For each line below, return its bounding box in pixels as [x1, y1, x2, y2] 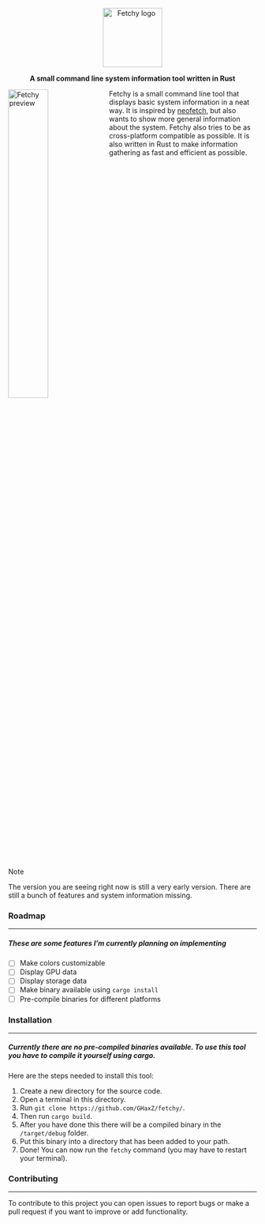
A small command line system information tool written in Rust [29, 74, 236, 83]
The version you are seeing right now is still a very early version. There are [8, 882, 251, 891]
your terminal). [19, 1153, 68, 1162]
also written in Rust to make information [109, 139, 238, 149]
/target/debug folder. [19, 1128, 89, 1138]
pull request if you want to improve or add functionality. [8, 1207, 188, 1217]
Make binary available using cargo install [19, 985, 159, 995]
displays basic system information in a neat [109, 97, 250, 107]
